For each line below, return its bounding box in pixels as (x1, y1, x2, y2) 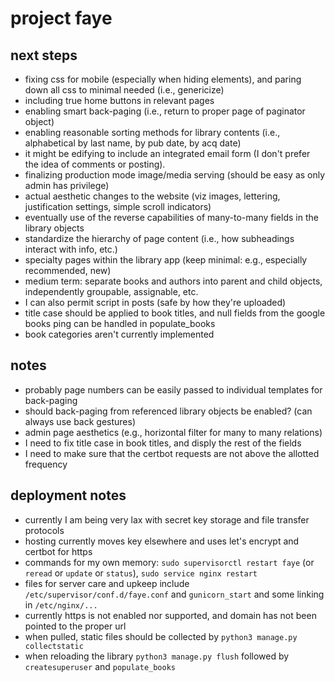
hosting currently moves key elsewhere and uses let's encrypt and (24, 535, 300, 547)
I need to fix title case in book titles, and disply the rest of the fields (24, 437, 302, 449)
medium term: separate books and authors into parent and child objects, (24, 275, 323, 287)
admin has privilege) (24, 180, 110, 191)
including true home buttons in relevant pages (24, 95, 215, 106)
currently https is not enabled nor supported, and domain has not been (24, 609, 317, 621)
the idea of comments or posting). (24, 158, 166, 170)
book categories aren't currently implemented (24, 328, 215, 340)
